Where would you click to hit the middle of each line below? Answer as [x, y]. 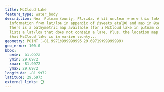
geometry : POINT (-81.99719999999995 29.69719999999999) [64, 41]
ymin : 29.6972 [24, 59]
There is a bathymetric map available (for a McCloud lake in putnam [82, 28]
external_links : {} [25, 82]
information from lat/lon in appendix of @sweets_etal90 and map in [81, 23]
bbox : [10, 50]
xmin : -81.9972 [25, 55]
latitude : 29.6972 [24, 77]
